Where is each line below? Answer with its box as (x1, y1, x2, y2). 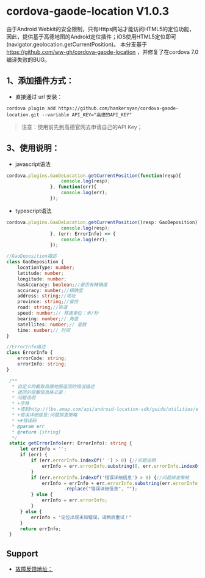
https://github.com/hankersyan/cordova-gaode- (58, 105, 179, 111)
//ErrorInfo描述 (6, 344, 46, 350)
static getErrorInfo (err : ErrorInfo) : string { (9, 440, 132, 446)
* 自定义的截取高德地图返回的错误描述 (12, 383, 95, 389)
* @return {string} (12, 429, 62, 435)
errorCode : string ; (17, 355, 67, 362)
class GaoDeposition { (6, 259, 64, 265)
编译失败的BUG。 (6, 56, 51, 63)
